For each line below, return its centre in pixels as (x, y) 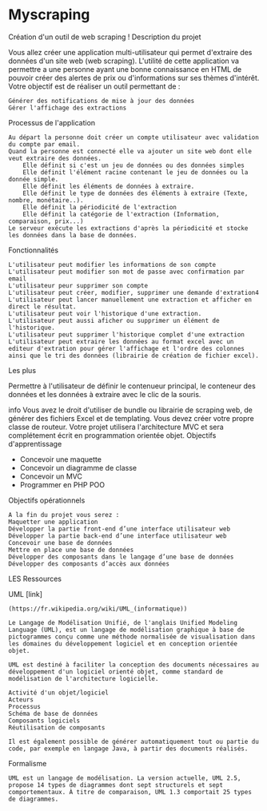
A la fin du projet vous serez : (64, 515)
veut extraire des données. (55, 158)
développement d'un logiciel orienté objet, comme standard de (116, 672)
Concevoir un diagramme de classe (78, 467)
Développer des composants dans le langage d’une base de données (121, 557)
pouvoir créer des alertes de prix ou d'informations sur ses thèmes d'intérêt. (134, 78)
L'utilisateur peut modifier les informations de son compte (112, 264)
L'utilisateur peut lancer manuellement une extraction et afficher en (130, 300)
